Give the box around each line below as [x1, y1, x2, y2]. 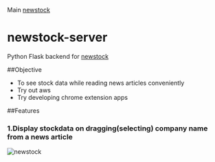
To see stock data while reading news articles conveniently [16, 79, 185, 87]
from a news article [7, 132, 73, 141]
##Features [7, 106, 40, 115]
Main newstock [7, 6, 50, 14]
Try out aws [16, 85, 52, 94]
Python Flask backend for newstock [7, 52, 109, 60]
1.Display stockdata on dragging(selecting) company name [7, 123, 208, 133]
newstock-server [7, 30, 108, 45]
